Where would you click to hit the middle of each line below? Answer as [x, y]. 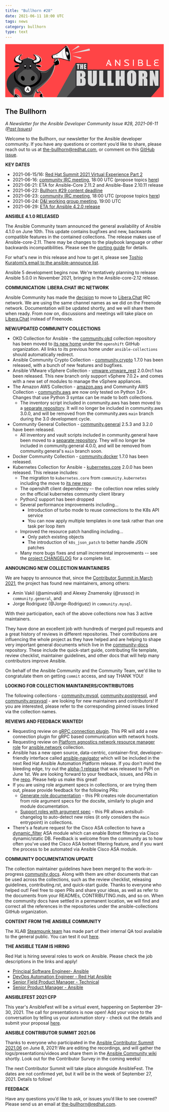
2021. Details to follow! [29, 1079]
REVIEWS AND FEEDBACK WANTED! [44, 721]
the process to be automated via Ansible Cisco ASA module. [75, 849]
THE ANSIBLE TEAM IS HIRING [37, 946]
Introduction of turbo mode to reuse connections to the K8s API [93, 510]
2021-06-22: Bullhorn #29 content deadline [58, 190]
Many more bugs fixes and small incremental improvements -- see [89, 553]
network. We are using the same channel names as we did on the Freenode [83, 302]
